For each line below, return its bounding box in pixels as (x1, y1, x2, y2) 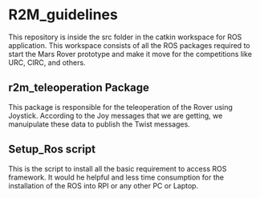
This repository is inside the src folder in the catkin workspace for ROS (8, 32, 242, 42)
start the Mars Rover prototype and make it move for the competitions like (8, 49, 253, 59)
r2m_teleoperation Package (8, 81, 150, 95)
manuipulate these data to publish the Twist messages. (8, 119, 190, 129)
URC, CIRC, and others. (8, 58, 86, 67)
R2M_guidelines (8, 6, 118, 24)
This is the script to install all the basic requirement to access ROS (8, 164, 227, 173)
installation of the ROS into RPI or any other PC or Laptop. (8, 180, 199, 190)
